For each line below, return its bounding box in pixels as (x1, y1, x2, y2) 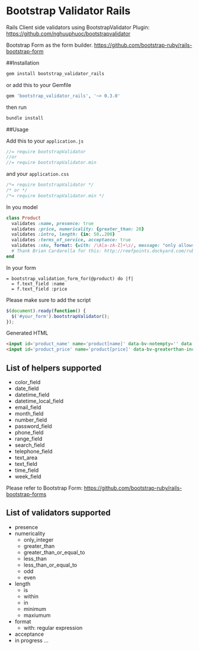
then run (6, 104, 27, 111)
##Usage (6, 126, 29, 133)
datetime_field (14, 391, 50, 398)
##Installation (6, 59, 40, 66)
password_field (14, 423, 52, 430)
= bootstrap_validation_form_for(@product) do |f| (6, 275, 134, 282)
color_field (14, 379, 41, 385)
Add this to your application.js (6, 137, 84, 144)
